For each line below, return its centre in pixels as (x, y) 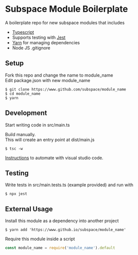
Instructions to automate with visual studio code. (54, 158)
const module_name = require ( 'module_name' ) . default (60, 248)
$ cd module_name (23, 94)
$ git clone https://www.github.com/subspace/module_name (66, 89)
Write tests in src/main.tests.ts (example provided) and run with (69, 185)
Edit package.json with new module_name (48, 80)
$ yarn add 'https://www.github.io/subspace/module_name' (66, 230)
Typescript (23, 32)
